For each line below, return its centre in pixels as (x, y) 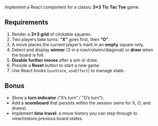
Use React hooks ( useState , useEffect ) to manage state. (68, 70)
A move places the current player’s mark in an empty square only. (78, 44)
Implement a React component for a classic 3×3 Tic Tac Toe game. (72, 7)
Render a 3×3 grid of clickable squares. (52, 34)
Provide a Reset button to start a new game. (56, 65)
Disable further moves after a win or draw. (55, 60)
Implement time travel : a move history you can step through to (74, 113)
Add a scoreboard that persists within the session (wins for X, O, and (81, 103)
